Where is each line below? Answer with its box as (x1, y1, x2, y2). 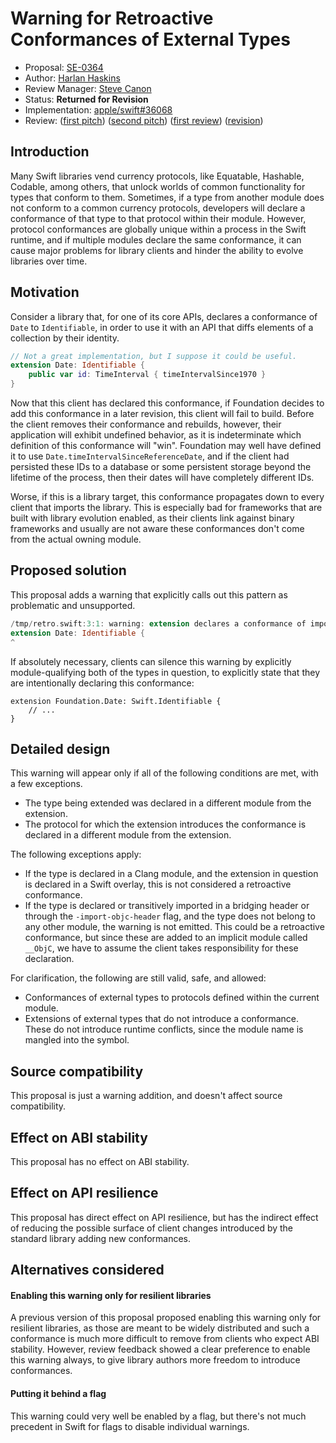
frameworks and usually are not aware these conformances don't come (10, 523, 305, 535)
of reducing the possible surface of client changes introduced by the (10, 1222, 294, 1234)
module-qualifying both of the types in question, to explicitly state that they (10, 666, 321, 678)
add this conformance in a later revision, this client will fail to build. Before (10, 408, 315, 420)
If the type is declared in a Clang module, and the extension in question (24, 868, 319, 880)
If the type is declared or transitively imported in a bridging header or (24, 900, 310, 912)
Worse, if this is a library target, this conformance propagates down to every (10, 491, 325, 503)
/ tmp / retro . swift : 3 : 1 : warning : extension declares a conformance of (10, 618, 307, 629)
